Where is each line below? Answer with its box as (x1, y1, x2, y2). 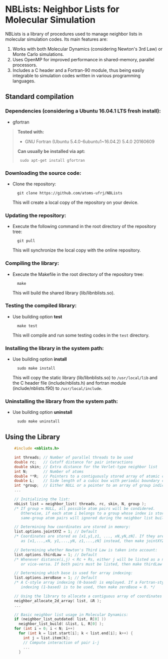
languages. (12, 78, 36, 84)
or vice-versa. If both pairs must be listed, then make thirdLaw (20, 562, 162, 567)
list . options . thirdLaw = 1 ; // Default (14, 552, 97, 557)
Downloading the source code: (5, 169, 81, 176)
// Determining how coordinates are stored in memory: (14, 524, 131, 529)
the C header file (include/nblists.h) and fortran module (12, 380, 126, 386)
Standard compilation (5, 92, 74, 101)
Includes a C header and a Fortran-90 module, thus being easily (12, 67, 144, 73)
